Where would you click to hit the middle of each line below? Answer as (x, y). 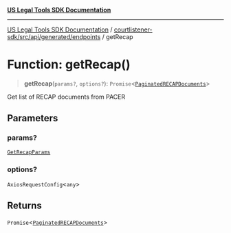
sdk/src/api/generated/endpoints (54, 37)
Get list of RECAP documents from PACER (66, 97)
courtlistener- (133, 29)
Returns (25, 206)
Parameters (33, 118)
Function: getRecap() (69, 65)
